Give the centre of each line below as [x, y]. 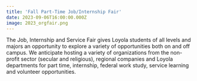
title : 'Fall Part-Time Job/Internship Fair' [64, 12]
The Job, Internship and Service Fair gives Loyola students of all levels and [99, 40]
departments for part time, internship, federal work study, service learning [98, 65]
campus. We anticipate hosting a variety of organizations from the [88, 53]
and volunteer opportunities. [41, 72]
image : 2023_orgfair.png [37, 23]
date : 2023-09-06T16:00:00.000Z [46, 17]
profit [13, 59]
